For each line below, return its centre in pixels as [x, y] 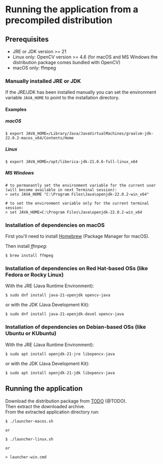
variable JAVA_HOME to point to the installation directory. [62, 98]
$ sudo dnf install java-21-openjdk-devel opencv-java [65, 314]
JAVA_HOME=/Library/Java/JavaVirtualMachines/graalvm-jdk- [90, 133]
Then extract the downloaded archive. [45, 406]
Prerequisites [27, 39]
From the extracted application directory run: [52, 412]
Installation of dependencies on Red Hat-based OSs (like [77, 268]
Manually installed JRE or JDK [43, 81]
